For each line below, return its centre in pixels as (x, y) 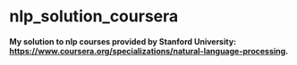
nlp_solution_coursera (94, 16)
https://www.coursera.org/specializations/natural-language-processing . (149, 51)
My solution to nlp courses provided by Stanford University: (123, 41)
